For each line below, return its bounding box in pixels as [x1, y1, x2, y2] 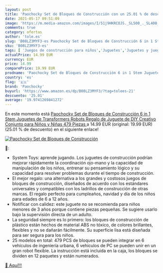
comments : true [5, 25, 36, 30]
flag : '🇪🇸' [5, 79, 29, 84]
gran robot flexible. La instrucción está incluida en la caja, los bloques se [12, 248, 158, 254]
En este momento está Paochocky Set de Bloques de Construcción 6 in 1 [5, 111, 150, 117]
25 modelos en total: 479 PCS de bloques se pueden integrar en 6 [12, 237, 145, 243]
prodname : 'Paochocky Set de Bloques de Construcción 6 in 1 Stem [5, 71, 142, 75]
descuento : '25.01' [5, 93, 45, 98]
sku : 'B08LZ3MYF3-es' [5, 43, 49, 48]
